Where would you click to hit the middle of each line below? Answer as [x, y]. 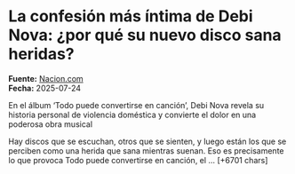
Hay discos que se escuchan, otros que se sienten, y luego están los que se [147, 141]
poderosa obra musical [51, 124]
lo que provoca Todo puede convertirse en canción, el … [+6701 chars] [138, 160]
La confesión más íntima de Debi [131, 16]
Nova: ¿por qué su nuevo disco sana [145, 35]
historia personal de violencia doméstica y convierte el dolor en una [132, 115]
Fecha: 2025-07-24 [45, 88]
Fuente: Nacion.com [46, 78]
